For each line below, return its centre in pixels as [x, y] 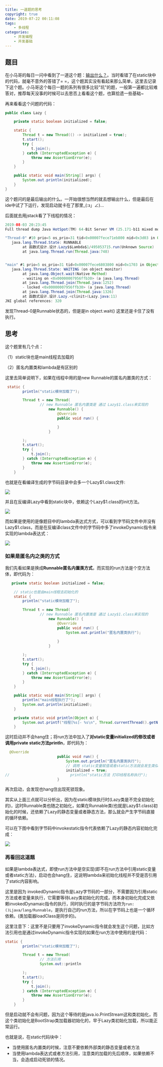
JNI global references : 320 [33, 301]
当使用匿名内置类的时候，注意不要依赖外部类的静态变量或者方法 [76, 1047]
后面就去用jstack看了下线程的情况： [41, 216]
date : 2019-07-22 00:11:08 [32, 19]
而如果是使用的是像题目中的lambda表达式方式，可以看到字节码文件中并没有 [81, 521]
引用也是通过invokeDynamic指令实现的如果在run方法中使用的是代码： [79, 932]
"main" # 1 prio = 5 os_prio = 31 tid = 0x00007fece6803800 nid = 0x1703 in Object [82, 265]
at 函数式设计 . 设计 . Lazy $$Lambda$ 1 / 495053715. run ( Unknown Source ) [88, 247]
